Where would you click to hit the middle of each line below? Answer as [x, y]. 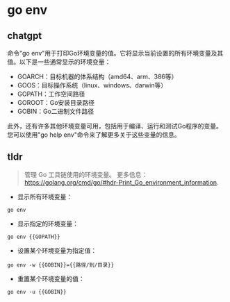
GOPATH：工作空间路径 [51, 94]
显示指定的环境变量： [48, 224]
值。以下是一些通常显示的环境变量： [59, 62]
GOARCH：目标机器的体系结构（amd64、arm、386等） [97, 76]
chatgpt [25, 36]
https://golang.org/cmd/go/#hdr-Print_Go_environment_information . [121, 182]
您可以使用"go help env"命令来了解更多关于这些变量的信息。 [94, 135]
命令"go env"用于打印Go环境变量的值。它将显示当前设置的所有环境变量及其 [115, 53]
